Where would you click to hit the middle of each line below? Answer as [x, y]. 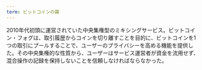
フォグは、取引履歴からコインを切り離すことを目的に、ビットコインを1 [107, 38]
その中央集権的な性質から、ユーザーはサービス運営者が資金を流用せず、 [108, 53]
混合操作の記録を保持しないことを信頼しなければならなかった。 [87, 60]
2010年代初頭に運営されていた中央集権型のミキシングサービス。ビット [95, 30]
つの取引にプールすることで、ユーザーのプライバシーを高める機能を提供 [97, 45]
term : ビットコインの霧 [33, 12]
